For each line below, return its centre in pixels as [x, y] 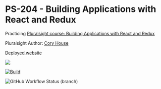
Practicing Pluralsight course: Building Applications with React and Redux [80, 33]
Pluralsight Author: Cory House [37, 43]
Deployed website [24, 53]
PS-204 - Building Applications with [81, 9]
